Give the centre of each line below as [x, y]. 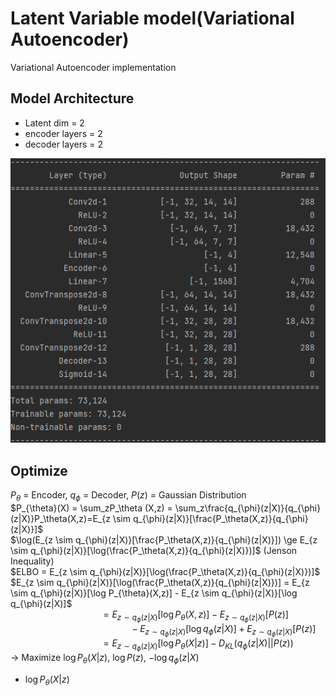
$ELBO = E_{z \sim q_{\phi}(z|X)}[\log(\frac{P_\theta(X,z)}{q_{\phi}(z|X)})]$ [165, 572]
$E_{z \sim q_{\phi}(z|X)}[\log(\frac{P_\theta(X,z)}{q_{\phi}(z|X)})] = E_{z [160, 583]
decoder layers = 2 [64, 144]
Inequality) [32, 561]
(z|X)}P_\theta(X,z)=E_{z [60, 519]
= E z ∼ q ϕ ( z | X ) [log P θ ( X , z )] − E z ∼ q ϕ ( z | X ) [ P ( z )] [196, 616]
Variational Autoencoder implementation [93, 67]
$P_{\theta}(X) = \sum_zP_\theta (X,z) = [91, 508]
